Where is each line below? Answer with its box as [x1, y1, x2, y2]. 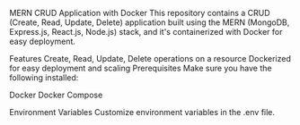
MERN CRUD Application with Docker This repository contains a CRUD [9, 8, 271, 18]
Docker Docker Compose [9, 89, 103, 100]
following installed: [9, 72, 79, 83]
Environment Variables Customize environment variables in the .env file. [9, 107, 276, 117]
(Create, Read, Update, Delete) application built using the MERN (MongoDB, [9, 17, 290, 28]
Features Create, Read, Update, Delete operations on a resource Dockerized [9, 54, 292, 63]
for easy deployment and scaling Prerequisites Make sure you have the [9, 62, 272, 73]
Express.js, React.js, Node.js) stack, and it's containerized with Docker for [9, 27, 283, 37]
